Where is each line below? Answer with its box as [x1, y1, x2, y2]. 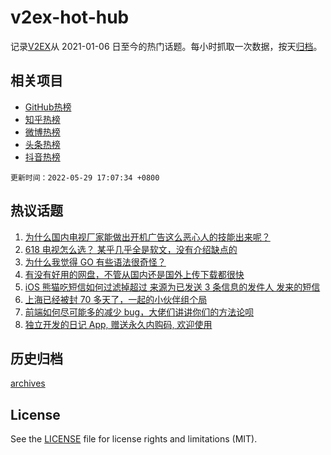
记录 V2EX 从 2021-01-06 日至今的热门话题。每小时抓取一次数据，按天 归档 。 [10, 40, 323, 52]
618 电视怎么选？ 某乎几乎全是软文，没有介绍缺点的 [24, 243, 238, 255]
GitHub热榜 [24, 101, 72, 113]
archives [10, 377, 46, 390]
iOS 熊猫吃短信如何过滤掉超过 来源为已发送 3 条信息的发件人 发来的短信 [24, 281, 321, 293]
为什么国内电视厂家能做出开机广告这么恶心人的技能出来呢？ [24, 231, 271, 243]
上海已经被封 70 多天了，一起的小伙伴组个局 [24, 293, 208, 305]
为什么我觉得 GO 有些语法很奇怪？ [24, 256, 167, 268]
